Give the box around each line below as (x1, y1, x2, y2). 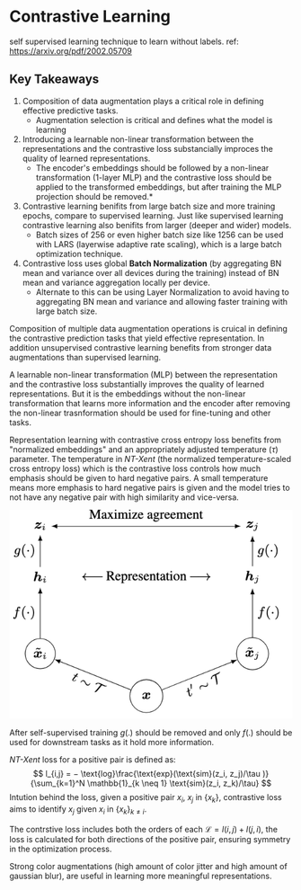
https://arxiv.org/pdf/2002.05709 (9, 45, 133, 56)
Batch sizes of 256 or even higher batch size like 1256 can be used (35, 229, 284, 240)
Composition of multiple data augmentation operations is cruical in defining (9, 323, 288, 334)
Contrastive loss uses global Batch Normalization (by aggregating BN (22, 258, 282, 269)
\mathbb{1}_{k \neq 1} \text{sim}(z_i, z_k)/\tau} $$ (86, 778, 272, 788)
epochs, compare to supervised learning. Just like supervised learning (22, 209, 284, 221)
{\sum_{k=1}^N (30, 778, 85, 788)
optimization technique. (35, 248, 123, 259)
